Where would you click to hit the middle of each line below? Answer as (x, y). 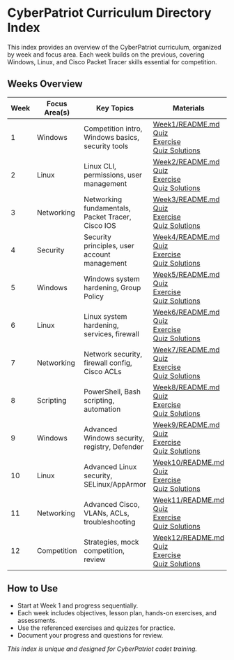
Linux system (105, 316)
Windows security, (114, 438)
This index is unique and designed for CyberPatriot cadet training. (102, 649)
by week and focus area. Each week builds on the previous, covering (106, 55)
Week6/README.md (186, 312)
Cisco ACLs (102, 371)
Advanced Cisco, (111, 504)
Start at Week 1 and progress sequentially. (78, 605)
